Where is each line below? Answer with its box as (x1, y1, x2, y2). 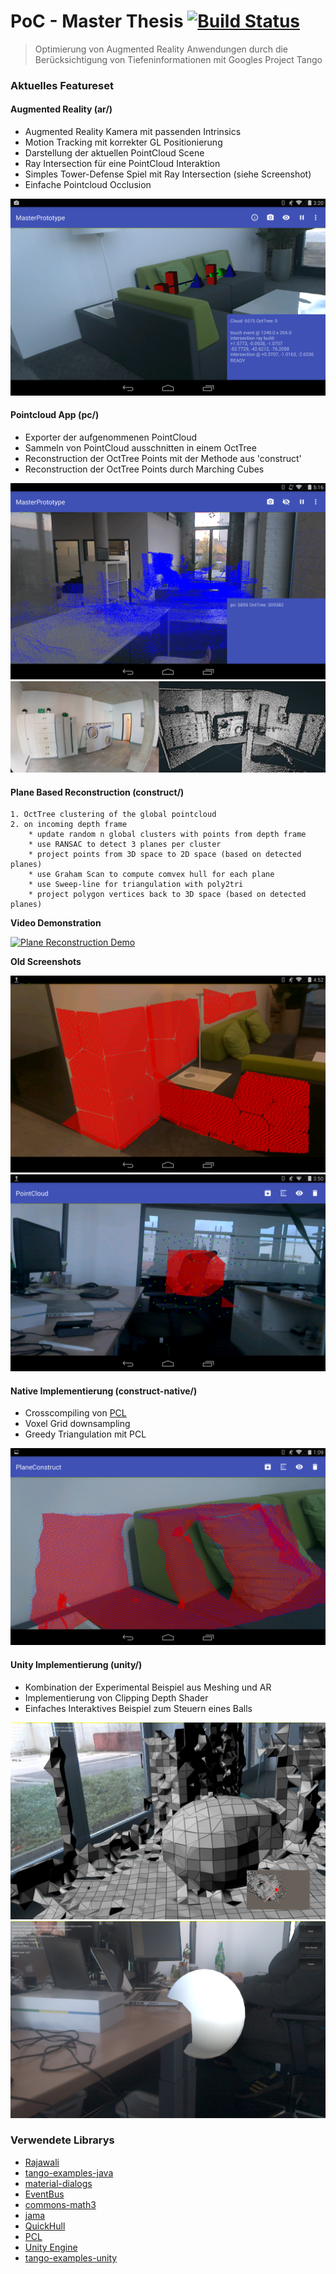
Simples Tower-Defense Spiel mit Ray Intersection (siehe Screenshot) (24, 168, 312, 180)
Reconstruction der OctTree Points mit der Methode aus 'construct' (24, 452, 302, 464)
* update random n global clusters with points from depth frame (28, 830, 307, 840)
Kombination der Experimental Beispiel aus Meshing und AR (24, 1681, 272, 1693)
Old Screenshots (10, 956, 82, 968)
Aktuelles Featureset (10, 78, 114, 92)
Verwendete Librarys (10, 2133, 115, 2147)
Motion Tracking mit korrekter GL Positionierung (24, 136, 223, 149)
